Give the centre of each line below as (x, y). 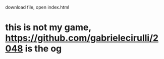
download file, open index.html (37, 7)
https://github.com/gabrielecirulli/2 (82, 38)
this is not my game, (48, 27)
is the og (43, 49)
